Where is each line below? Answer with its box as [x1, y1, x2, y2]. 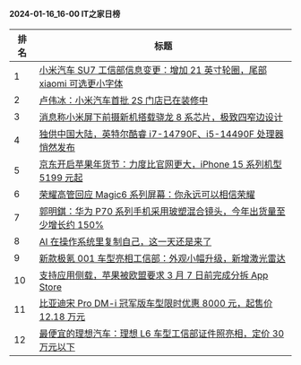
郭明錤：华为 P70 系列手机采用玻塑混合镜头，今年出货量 [39, 205, 277, 218]
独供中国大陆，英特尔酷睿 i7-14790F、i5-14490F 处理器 [39, 128, 284, 141]
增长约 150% [47, 219, 105, 231]
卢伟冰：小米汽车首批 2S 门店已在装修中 [39, 94, 209, 107]
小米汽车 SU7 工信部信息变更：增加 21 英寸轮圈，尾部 [39, 64, 267, 76]
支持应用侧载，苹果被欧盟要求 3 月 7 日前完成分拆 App [39, 269, 269, 282]
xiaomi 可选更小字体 [39, 77, 124, 90]
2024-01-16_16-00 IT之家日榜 [9, 8, 121, 19]
